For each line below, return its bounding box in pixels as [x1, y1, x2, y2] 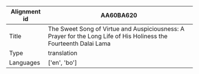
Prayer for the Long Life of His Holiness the [47, 32, 168, 40]
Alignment [11, 8, 41, 15]
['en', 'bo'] [47, 59, 77, 66]
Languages [9, 59, 40, 66]
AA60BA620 [100, 11, 137, 19]
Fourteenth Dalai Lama [47, 39, 111, 48]
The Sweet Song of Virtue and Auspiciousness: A [47, 25, 185, 33]
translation [47, 49, 78, 57]
